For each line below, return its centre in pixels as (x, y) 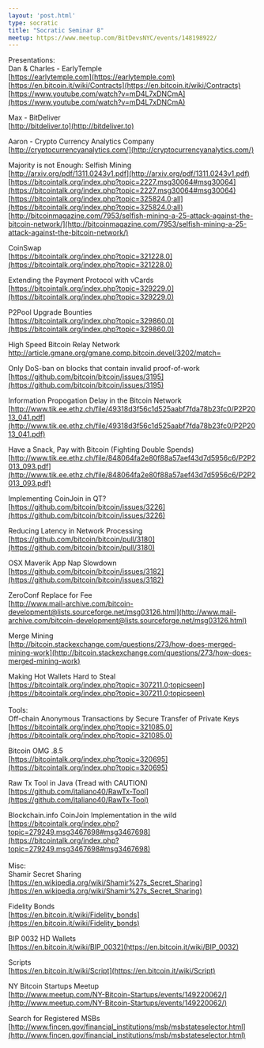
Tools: (18, 710)
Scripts (20, 962)
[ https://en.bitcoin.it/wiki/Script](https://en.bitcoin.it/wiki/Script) (112, 971)
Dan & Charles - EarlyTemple (55, 69)
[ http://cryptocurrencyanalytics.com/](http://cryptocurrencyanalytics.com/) (131, 150)
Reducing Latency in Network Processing (75, 531)
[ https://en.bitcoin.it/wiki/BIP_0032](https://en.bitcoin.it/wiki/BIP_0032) (124, 947)
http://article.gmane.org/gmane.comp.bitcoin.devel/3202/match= (115, 353)
